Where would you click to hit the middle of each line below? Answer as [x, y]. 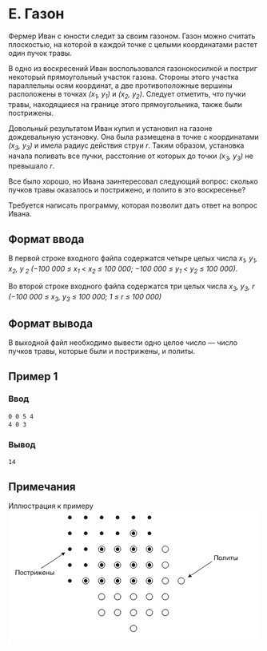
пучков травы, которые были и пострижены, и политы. [102, 351]
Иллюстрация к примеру [51, 506]
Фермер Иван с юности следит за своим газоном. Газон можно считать [132, 36]
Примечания [42, 487]
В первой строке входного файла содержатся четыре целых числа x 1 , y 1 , [133, 259]
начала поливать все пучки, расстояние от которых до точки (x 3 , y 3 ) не [131, 157]
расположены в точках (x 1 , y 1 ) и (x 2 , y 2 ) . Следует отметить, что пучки [127, 95]
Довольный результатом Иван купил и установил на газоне [111, 128]
